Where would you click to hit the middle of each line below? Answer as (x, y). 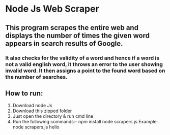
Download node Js (32, 106)
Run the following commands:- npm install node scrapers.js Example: (85, 122)
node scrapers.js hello (36, 127)
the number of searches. (36, 77)
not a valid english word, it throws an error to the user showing (84, 64)
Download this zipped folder (42, 111)
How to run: (24, 93)
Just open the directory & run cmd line (53, 116)
